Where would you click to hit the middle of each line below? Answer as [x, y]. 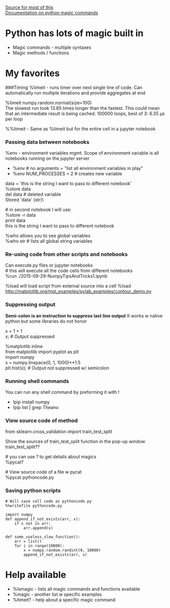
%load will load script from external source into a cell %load [68, 286]
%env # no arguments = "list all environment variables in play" [78, 168]
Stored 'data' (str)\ [25, 200]
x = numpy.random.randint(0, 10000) [62, 550]
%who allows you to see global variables [48, 236]
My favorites [32, 74]
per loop [14, 119]
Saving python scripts [33, 490]
